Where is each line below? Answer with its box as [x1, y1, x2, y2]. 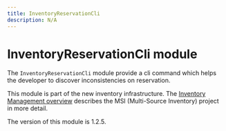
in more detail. [7, 104, 48, 112]
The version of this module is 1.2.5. [7, 118, 106, 126]
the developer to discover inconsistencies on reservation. [7, 77, 171, 85]
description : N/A [7, 17, 57, 23]
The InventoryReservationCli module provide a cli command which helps [7, 69, 216, 77]
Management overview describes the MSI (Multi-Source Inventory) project [7, 97, 219, 105]
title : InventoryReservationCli [7, 10, 100, 17]
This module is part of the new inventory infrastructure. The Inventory [7, 90, 206, 98]
